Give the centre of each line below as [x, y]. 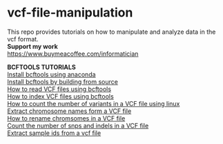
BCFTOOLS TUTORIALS [41, 67]
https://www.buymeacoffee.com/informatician [73, 54]
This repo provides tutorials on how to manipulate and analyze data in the [111, 32]
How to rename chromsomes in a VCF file [66, 118]
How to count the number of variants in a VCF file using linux [94, 103]
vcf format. [23, 39]
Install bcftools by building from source [63, 81]
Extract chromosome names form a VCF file [69, 111]
